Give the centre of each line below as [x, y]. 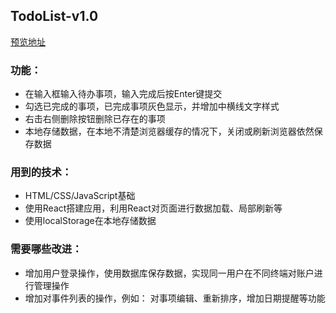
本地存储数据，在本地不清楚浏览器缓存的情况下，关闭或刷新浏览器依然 [169, 131]
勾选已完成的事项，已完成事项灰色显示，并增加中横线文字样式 [152, 106]
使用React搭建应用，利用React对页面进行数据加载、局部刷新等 [153, 208]
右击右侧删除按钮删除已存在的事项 [95, 119]
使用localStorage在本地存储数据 [90, 221]
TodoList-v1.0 [54, 16]
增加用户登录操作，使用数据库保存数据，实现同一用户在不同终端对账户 [169, 273]
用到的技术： [41, 172]
